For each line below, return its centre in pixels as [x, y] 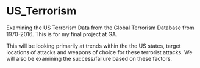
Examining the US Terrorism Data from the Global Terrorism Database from [100, 28]
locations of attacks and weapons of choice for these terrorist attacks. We [99, 52]
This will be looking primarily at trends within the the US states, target [94, 46]
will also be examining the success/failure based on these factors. [89, 58]
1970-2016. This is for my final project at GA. [62, 34]
